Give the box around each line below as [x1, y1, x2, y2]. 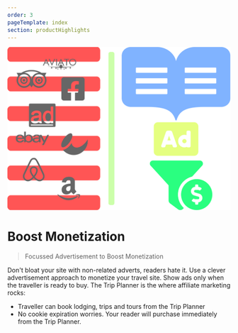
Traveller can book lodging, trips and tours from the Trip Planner [17, 302, 205, 310]
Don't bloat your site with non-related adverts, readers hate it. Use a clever [7, 266, 226, 274]
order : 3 [7, 11, 33, 18]
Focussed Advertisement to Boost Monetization [24, 252, 164, 261]
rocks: [7, 288, 26, 297]
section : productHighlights [7, 26, 91, 33]
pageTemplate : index [7, 18, 69, 26]
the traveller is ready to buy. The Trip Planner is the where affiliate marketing [7, 280, 231, 289]
